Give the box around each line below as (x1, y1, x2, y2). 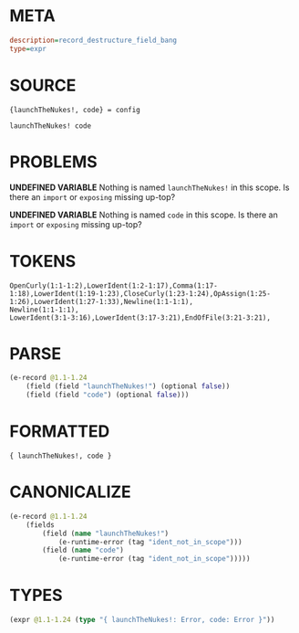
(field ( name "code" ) (42, 545, 125, 555)
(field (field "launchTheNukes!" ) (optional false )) (26, 382, 231, 391)
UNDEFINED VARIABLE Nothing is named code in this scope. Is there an (9, 209, 278, 220)
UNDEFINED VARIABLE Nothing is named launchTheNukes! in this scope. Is (9, 182, 290, 193)
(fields (26, 520, 55, 530)
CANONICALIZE (9, 481, 132, 502)
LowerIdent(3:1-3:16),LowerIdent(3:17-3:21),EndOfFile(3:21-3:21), (9, 312, 272, 322)
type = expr (9, 44, 47, 53)
